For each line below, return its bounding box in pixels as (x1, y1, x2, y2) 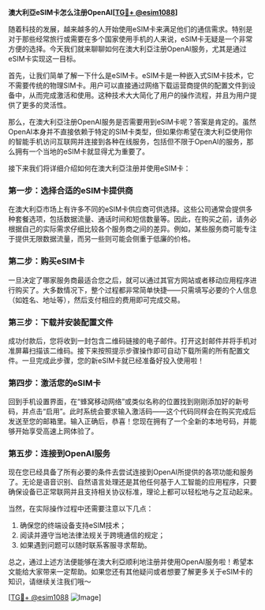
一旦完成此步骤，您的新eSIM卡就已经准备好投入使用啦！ (21, 355, 205, 365)
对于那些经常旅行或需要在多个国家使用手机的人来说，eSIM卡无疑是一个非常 (8, 35, 253, 43)
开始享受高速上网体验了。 (14, 426, 99, 436)
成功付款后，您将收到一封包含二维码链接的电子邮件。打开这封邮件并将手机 (8, 335, 250, 346)
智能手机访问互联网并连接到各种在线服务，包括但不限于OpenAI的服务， (14, 137, 247, 146)
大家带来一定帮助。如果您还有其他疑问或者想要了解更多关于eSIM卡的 (28, 567, 253, 577)
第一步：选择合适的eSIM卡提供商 (8, 185, 133, 196)
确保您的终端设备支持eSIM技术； (19, 521, 127, 530)
